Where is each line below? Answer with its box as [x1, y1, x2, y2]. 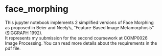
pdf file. [5, 45, 21, 51]
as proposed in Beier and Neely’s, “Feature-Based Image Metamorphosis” [5, 24, 154, 30]
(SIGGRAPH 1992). [5, 30, 43, 36]
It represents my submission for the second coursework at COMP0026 [5, 35, 148, 41]
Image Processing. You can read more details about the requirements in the [5, 40, 158, 46]
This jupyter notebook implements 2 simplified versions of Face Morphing [5, 19, 154, 25]
